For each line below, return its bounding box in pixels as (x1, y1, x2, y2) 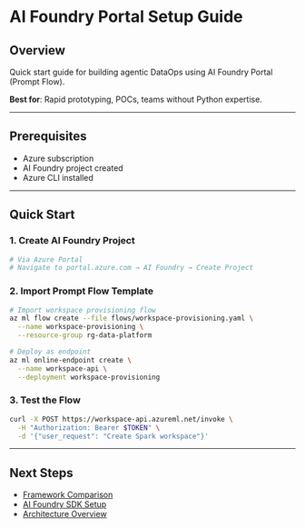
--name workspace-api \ (17, 364, 107, 374)
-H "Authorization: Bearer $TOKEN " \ (17, 423, 161, 433)
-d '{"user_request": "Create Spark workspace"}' (17, 432, 209, 441)
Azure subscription (22, 153, 94, 164)
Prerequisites (9, 129, 87, 144)
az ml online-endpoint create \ (9, 355, 132, 364)
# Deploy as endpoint (9, 347, 92, 356)
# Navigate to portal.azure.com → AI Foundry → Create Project (9, 264, 254, 273)
